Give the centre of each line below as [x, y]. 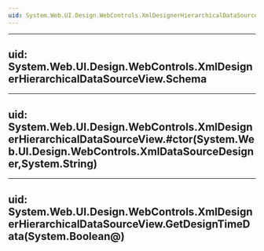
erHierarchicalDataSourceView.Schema [107, 79]
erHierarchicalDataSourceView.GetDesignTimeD [129, 224]
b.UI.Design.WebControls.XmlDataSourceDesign [131, 151]
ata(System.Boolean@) [66, 236]
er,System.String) [53, 164]
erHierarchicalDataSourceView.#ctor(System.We [132, 139]
